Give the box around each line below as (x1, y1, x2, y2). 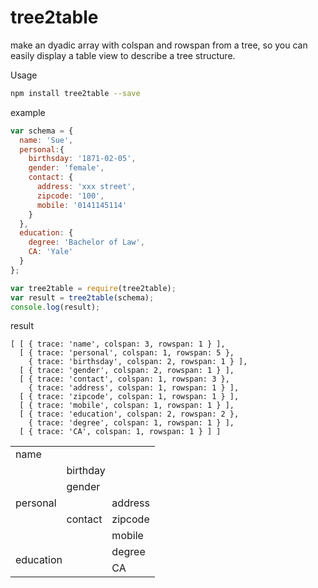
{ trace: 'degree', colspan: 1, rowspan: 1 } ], (28, 418, 235, 428)
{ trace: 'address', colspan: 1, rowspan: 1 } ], (28, 383, 240, 393)
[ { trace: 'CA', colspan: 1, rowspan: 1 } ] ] (19, 427, 222, 437)
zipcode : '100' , (36, 191, 105, 201)
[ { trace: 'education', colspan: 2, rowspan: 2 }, (19, 409, 240, 420)
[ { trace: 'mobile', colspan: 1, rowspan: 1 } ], (19, 401, 235, 411)
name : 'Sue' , (19, 135, 74, 145)
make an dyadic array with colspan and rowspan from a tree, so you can (10, 39, 308, 51)
